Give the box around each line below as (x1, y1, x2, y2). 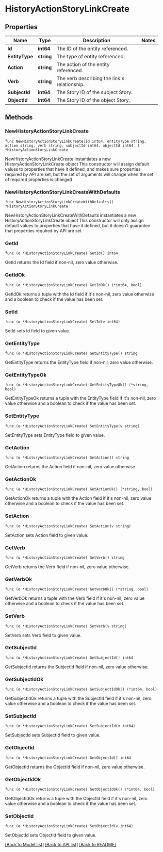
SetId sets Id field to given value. (5, 328, 70, 333)
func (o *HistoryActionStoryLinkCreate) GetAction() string (5, 455, 130, 460)
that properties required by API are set (5, 228, 81, 233)
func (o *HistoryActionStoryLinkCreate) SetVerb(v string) (5, 623, 127, 629)
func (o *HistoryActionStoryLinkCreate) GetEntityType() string (5, 351, 138, 356)
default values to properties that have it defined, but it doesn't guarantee (5, 222, 150, 229)
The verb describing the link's (56, 75, 125, 82)
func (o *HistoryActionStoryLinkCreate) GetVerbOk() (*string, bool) (5, 587, 149, 592)
